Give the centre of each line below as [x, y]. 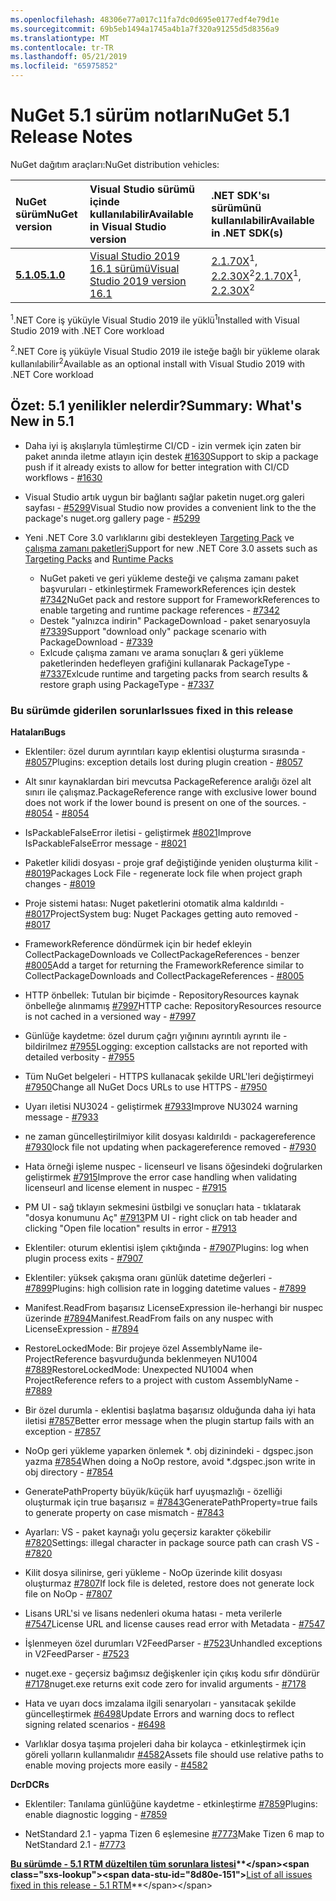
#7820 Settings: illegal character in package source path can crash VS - [172, 1543]
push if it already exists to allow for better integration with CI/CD [157, 467]
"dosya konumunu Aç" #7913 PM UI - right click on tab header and [161, 1218]
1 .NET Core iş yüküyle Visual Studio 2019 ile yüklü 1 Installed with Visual [155, 319]
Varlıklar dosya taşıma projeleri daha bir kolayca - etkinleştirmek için [165, 1744]
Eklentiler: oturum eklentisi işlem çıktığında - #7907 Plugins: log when [166, 1248]
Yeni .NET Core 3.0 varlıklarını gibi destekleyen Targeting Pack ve [159, 537]
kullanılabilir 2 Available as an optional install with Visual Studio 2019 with [158, 363]
